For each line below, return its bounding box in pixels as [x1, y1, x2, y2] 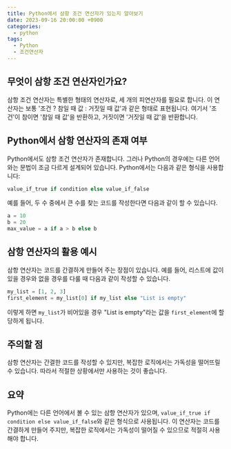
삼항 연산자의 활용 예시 [7, 246, 98, 258]
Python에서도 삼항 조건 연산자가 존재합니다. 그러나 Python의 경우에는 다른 [7, 154, 208, 163]
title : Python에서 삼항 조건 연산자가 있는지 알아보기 [7, 10, 143, 17]
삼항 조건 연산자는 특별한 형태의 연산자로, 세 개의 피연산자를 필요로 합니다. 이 [7, 95, 213, 103]
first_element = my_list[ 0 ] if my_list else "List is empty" [7, 295, 187, 301]
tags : [7, 36, 23, 43]
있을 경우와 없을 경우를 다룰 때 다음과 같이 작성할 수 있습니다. [7, 274, 171, 283]
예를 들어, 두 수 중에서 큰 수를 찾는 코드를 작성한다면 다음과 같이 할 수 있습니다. [7, 199, 219, 207]
